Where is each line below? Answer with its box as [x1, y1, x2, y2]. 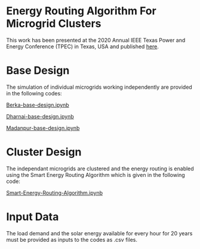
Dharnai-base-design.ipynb [6, 113, 75, 120]
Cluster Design [6, 145, 82, 159]
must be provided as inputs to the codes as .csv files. [6, 236, 137, 243]
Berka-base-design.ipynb [6, 101, 70, 108]
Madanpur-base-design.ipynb [6, 124, 80, 132]
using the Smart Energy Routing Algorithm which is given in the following [6, 171, 185, 178]
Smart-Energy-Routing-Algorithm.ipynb [6, 189, 103, 196]
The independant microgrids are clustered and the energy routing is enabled [6, 165, 194, 172]
